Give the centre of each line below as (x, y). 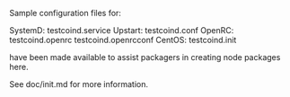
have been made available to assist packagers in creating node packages (145, 57)
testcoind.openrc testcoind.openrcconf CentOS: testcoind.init (123, 40)
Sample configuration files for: (65, 13)
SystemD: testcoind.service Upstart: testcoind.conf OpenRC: (122, 30)
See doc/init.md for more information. (79, 84)
